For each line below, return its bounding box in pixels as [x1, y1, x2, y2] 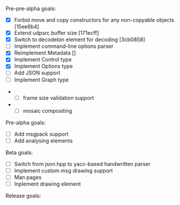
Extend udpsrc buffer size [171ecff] [14, 30, 99, 37]
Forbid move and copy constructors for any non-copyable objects [14, 17, 175, 23]
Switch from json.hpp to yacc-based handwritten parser [14, 160, 151, 167]
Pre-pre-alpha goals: [5, 5, 57, 12]
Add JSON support [14, 69, 60, 76]
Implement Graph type [14, 76, 69, 83]
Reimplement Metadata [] [14, 50, 76, 57]
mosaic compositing [22, 107, 73, 114]
